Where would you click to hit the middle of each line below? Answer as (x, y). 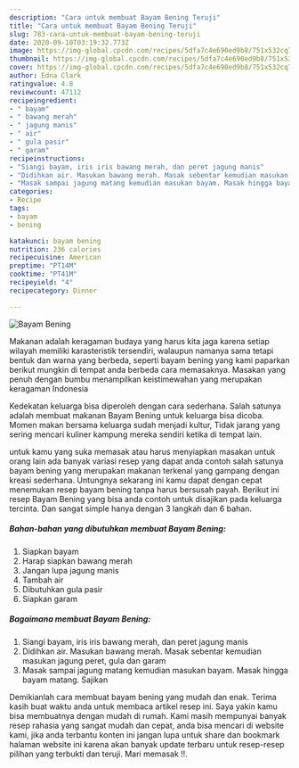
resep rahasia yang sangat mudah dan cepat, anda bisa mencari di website (147, 725)
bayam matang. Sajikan (65, 680)
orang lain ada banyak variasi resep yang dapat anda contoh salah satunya (146, 461)
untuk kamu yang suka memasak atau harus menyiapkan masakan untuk (142, 451)
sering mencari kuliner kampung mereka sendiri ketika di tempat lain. (136, 434)
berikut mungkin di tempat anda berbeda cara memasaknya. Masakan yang (148, 369)
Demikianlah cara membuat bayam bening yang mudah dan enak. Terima (143, 697)
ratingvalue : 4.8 (41, 84)
